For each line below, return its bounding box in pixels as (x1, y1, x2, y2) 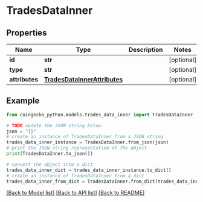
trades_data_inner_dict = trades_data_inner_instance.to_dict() (6, 167, 172, 173)
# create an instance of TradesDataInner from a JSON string (6, 134, 164, 140)
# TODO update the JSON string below (6, 122, 101, 128)
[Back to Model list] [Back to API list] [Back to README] (6, 189, 145, 197)
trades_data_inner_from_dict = (6, 178, 85, 185)
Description (129, 46, 163, 54)
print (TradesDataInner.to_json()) (6, 151, 94, 157)
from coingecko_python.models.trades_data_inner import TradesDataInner (6, 112, 193, 118)
